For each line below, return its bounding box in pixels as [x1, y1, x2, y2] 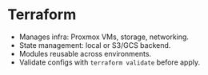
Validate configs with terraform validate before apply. [18, 57, 201, 67]
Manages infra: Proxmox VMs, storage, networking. [18, 32, 190, 41]
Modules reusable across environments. [18, 49, 152, 58]
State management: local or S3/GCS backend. [18, 40, 171, 49]
